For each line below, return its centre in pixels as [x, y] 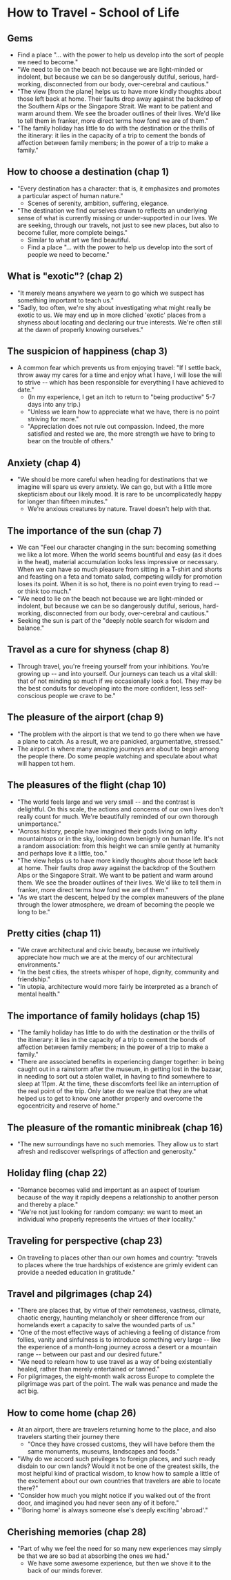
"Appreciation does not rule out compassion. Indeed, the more [116, 427]
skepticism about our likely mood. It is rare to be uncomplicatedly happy [119, 494]
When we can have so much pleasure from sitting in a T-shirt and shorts [120, 569]
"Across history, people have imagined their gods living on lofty [107, 831]
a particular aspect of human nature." [70, 195]
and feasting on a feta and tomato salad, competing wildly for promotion [120, 577]
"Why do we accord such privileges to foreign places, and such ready [116, 1459]
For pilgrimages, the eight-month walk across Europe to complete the [116, 1376]
